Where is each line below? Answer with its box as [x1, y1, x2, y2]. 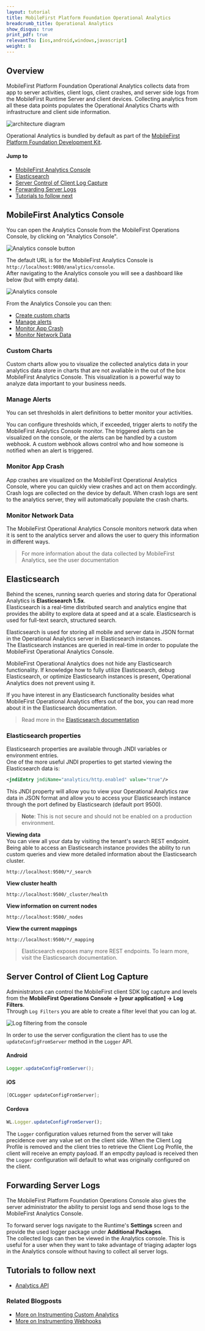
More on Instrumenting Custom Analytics [15, 1311, 119, 1318]
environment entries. [6, 752, 59, 759]
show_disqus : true [6, 26, 53, 32]
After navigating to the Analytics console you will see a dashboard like [6, 269, 184, 276]
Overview [6, 66, 45, 77]
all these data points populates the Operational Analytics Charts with [6, 102, 179, 109]
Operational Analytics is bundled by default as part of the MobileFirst [6, 132, 181, 139]
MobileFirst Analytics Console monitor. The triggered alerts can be [6, 427, 174, 435]
